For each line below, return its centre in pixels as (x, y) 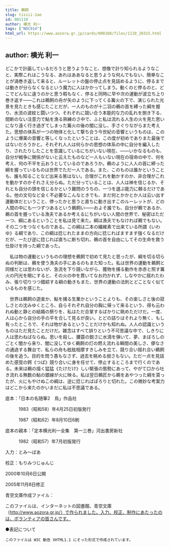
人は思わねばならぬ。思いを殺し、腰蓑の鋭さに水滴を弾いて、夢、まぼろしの (85, 337)
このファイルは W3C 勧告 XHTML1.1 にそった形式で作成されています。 (69, 540)
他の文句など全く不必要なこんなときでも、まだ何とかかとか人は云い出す (89, 195)
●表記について (21, 529)
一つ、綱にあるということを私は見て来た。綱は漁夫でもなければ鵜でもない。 (85, 220)
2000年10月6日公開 (26, 474)
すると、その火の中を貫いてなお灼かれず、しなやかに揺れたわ (100, 275)
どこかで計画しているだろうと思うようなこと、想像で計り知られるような (80, 68)
